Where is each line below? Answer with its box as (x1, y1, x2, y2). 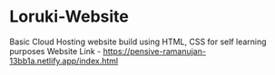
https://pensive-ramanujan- (103, 45, 207, 56)
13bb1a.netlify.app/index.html (9, 55, 119, 66)
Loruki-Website (9, 6, 130, 27)
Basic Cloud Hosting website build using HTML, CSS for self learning (9, 36, 267, 47)
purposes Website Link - (9, 45, 102, 56)
